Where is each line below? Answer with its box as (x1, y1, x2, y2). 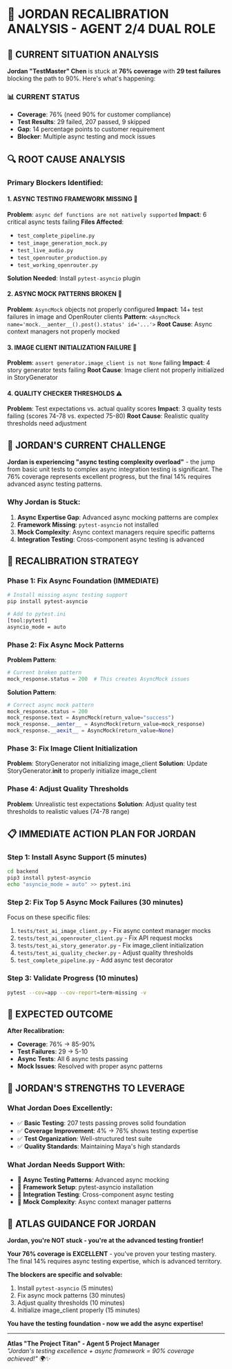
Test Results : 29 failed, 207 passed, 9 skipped (17, 118, 151, 126)
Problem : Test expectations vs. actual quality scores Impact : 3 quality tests (7, 405, 222, 413)
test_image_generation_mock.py (17, 239, 108, 247)
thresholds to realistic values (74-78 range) (7, 807, 130, 815)
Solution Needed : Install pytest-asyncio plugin (7, 274, 141, 282)
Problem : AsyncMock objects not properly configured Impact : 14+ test (7, 305, 204, 314)
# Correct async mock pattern (7, 701, 95, 708)
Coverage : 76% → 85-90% (17, 1040, 95, 1049)
